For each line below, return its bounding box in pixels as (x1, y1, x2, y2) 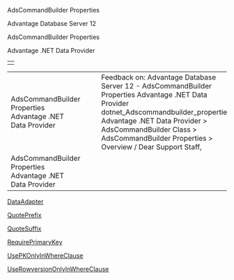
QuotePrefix (7, 211, 42, 219)
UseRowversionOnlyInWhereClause (7, 265, 109, 273)
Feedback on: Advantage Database (100, 72, 217, 82)
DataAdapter (7, 198, 44, 205)
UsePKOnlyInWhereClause (7, 251, 84, 260)
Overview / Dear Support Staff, (100, 142, 202, 152)
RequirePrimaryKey (7, 238, 63, 246)
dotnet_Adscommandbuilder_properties (100, 107, 231, 117)
